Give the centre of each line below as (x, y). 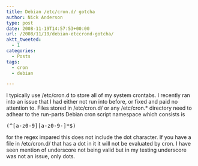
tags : (13, 62)
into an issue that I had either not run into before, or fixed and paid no (92, 102)
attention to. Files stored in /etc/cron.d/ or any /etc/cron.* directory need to (99, 108)
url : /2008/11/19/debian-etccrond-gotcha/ (60, 34)
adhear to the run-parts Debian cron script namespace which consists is (96, 114)
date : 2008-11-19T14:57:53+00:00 (48, 28)
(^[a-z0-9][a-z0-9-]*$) (41, 126)
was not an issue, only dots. (41, 156)
